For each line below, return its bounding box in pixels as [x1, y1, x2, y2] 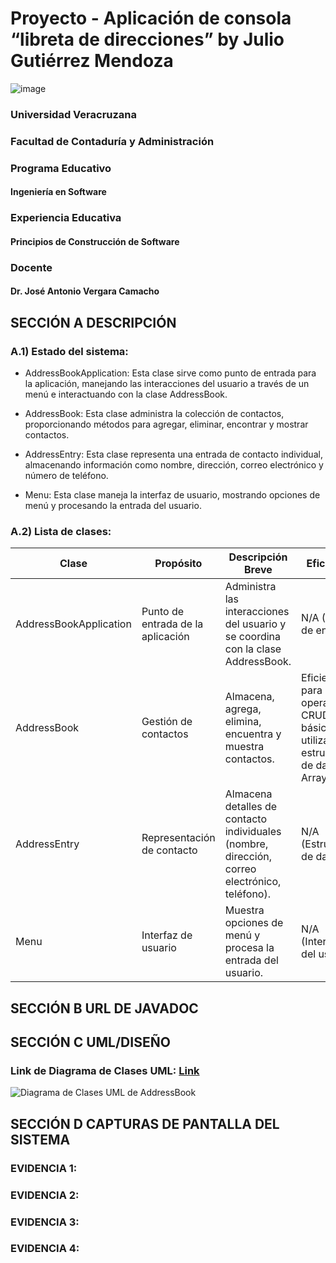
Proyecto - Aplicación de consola [10, 7, 292, 30]
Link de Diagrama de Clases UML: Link [10, 1064, 200, 1078]
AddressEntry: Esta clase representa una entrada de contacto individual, [24, 448, 323, 461]
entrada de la [141, 617, 204, 631]
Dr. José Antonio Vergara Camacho [10, 285, 160, 297]
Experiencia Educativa [10, 211, 122, 225]
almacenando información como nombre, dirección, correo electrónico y [24, 459, 324, 471]
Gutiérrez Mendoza [10, 50, 174, 72]
